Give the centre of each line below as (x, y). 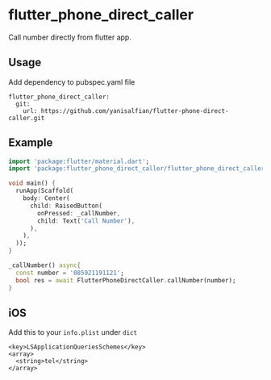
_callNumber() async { (45, 265)
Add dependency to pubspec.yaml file (72, 81)
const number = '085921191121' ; (70, 273)
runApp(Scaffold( (45, 191)
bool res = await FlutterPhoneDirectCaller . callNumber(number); (126, 280)
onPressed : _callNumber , (79, 213)
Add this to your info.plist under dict (73, 332)
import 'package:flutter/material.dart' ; (79, 161)
